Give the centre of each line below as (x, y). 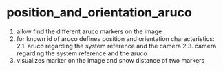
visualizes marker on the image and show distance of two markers (110, 60)
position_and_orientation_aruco (99, 13)
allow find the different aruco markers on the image (89, 31)
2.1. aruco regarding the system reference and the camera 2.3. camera (116, 46)
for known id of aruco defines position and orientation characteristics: (115, 38)
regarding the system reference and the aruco (82, 53)
